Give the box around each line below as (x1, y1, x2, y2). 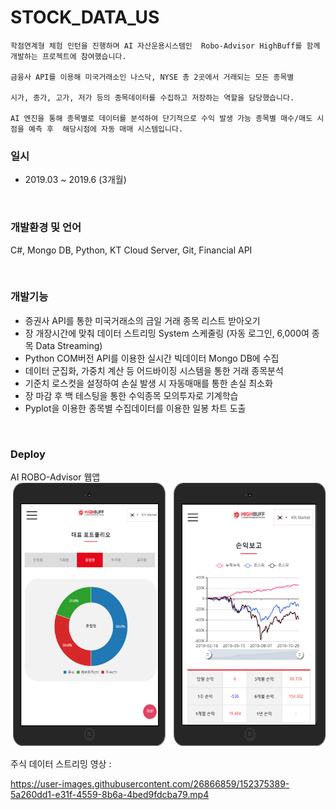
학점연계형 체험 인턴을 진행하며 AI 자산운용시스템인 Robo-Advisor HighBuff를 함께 (10, 41, 321, 51)
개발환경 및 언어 (10, 221, 82, 235)
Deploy (10, 447, 46, 461)
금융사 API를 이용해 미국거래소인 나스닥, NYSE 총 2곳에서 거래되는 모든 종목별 (10, 72, 295, 82)
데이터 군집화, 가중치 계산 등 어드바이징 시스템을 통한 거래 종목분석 (24, 364, 284, 376)
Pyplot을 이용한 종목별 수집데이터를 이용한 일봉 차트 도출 (24, 402, 247, 414)
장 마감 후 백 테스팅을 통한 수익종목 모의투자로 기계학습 (24, 389, 239, 401)
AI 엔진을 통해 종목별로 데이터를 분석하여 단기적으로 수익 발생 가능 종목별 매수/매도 (10, 113, 313, 123)
